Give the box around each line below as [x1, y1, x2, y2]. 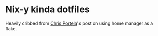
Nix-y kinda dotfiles [5, 4, 90, 15]
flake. [5, 25, 17, 31]
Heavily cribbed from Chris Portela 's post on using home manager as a [5, 20, 153, 26]
